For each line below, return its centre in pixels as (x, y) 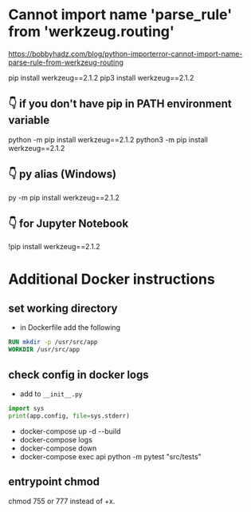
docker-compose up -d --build (70, 431)
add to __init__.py (51, 394)
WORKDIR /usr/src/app (44, 350)
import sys (26, 408)
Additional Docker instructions (112, 279)
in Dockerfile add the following (70, 327)
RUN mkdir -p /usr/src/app (53, 342)
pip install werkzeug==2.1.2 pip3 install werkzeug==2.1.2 (101, 77)
